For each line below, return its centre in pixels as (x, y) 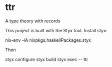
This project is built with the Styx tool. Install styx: (56, 30)
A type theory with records (33, 21)
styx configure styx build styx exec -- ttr (47, 59)
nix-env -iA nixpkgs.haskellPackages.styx (48, 40)
